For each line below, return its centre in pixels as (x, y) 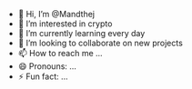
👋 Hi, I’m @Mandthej (56, 14)
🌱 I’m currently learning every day (81, 33)
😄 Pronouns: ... (47, 66)
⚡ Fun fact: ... (43, 76)
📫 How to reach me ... (60, 53)
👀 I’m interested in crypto (65, 24)
